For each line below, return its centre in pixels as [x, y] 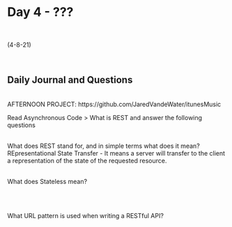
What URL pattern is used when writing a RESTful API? [85, 215]
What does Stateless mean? [47, 181]
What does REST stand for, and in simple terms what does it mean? [103, 146]
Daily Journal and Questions [70, 80]
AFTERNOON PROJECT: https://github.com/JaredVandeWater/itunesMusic [114, 104]
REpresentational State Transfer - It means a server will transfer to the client [116, 153]
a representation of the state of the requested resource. [87, 160]
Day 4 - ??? [40, 12]
